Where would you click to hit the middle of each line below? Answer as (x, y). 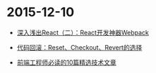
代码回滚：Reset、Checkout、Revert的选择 (79, 47)
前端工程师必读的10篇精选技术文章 (67, 62)
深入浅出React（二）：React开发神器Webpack (83, 32)
